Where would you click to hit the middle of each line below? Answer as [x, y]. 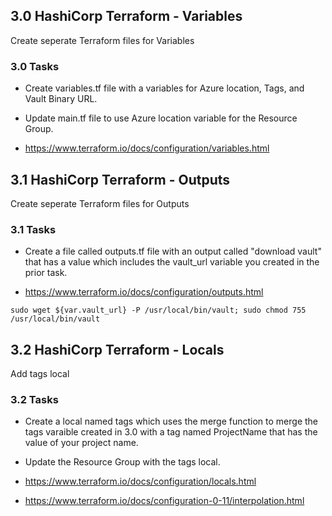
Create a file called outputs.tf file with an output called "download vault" [173, 251]
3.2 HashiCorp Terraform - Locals [117, 349]
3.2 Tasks [34, 399]
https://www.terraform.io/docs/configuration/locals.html [140, 481]
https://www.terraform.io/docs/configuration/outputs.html [144, 292]
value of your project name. [81, 443]
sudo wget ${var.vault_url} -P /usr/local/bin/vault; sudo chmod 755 [158, 310]
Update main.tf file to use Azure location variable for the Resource [161, 118]
